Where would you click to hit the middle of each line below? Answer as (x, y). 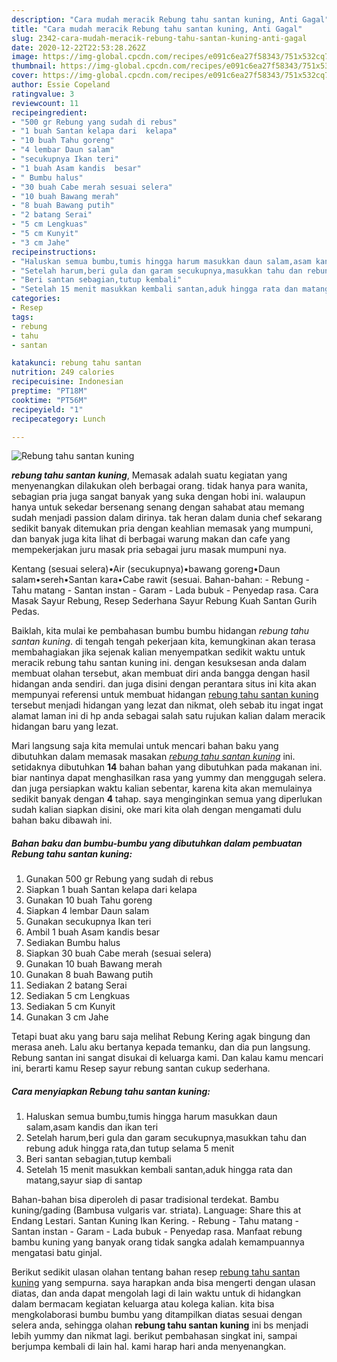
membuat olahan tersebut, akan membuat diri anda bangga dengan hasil (161, 673)
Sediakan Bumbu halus (73, 943)
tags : (22, 317)
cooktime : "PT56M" (49, 400)
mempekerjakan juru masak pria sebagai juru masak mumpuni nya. (149, 550)
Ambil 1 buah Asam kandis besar (93, 932)
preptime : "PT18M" (49, 391)
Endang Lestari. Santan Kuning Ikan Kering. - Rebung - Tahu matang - (155, 1221)
